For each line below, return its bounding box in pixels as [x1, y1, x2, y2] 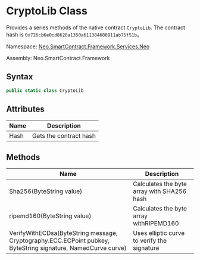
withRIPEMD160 [133, 219, 179, 228]
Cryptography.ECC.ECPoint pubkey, [9, 237, 110, 245]
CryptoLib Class [6, 4, 87, 18]
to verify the [133, 237, 167, 245]
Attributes [6, 104, 45, 114]
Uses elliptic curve [133, 229, 185, 237]
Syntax [6, 72, 33, 82]
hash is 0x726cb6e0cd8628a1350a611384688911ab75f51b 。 [6, 31, 143, 38]
